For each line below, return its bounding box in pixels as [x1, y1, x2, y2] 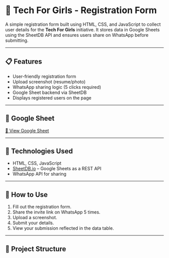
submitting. [5, 37, 29, 43]
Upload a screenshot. [12, 215, 57, 221]
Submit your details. [12, 220, 54, 226]
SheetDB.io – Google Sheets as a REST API [12, 166, 102, 172]
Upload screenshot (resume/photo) [12, 78, 86, 85]
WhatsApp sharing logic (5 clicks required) [12, 84, 102, 90]
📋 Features [5, 58, 42, 66]
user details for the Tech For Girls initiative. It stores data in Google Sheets [5, 26, 160, 32]
